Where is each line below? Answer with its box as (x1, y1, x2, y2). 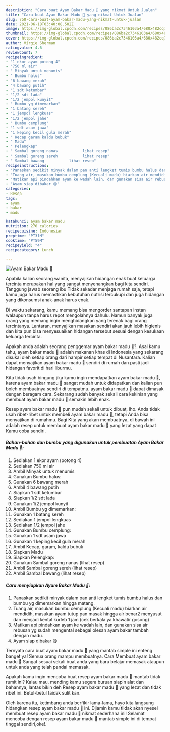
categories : (6, 186, 31, 191)
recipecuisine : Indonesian (6, 228, 63, 234)
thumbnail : (6, 31, 29, 36)
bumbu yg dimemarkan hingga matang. (13, 600, 95, 606)
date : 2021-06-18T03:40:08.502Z (6, 21, 74, 27)
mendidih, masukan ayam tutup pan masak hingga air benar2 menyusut (13, 611, 162, 617)
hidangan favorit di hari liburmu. (6, 365, 72, 371)
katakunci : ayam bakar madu (6, 219, 65, 224)
